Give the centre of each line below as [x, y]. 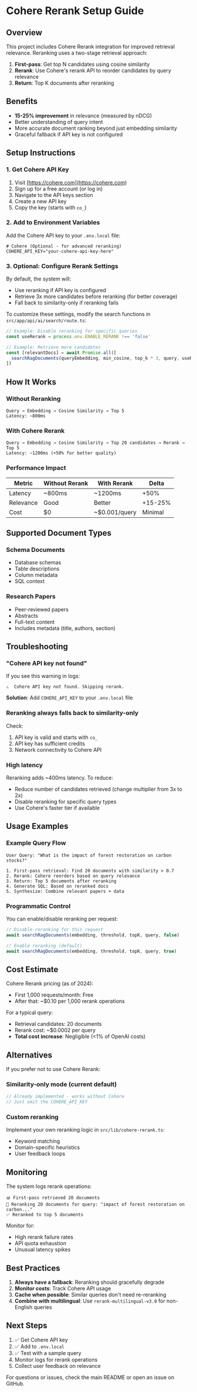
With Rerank [115, 483]
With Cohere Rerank [35, 430]
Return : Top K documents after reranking [64, 83]
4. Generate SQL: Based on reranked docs [57, 886]
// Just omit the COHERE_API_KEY [47, 1102]
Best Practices [33, 1268]
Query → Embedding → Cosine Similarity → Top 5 [65, 411]
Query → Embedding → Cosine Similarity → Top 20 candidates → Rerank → [95, 443]
